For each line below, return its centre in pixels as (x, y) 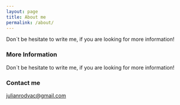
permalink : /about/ (30, 22)
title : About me (26, 17)
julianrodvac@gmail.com (36, 96)
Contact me (23, 83)
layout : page (22, 12)
